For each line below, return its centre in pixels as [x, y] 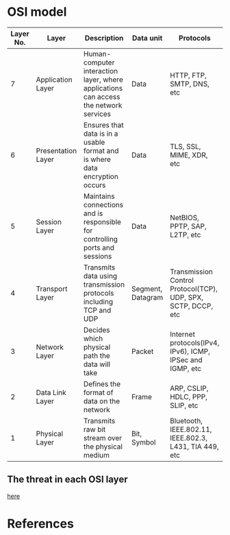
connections [103, 204]
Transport [52, 289]
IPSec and [187, 359]
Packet [142, 351]
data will [97, 364]
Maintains [99, 196]
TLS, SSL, [186, 146]
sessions [98, 256]
